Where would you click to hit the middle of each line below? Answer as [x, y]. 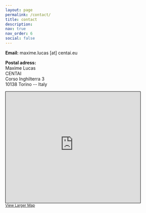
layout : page [19, 10]
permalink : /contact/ [28, 15]
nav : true [16, 29]
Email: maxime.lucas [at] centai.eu [41, 53]
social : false [20, 39]
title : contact [21, 19]
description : [19, 24]
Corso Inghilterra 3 [25, 79]
